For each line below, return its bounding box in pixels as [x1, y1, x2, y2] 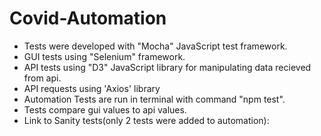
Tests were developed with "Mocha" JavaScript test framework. [23, 40, 288, 52]
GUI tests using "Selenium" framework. [23, 50, 186, 62]
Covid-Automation [9, 7, 167, 30]
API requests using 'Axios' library [23, 82, 161, 94]
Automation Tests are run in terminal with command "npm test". [23, 93, 286, 105]
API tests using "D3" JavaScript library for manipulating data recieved [23, 61, 312, 73]
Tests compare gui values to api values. [23, 103, 187, 116]
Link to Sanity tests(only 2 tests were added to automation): [23, 114, 270, 126]
